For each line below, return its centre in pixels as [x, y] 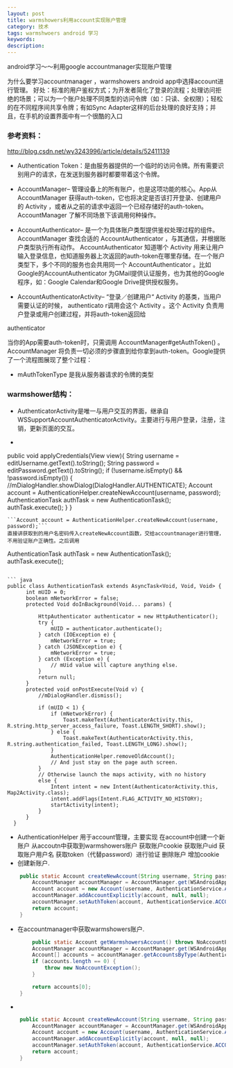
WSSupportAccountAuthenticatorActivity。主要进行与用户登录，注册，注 [121, 419]
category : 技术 [28, 26]
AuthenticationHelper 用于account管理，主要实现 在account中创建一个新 [121, 837]
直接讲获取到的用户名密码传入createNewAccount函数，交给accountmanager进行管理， [116, 533]
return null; [57, 677]
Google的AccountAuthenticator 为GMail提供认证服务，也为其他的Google [121, 273]
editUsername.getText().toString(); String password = [84, 463]
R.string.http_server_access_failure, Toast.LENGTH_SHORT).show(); [107, 726]
